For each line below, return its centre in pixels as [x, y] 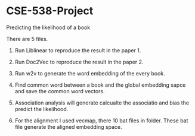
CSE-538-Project [50, 11]
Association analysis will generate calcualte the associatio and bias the [102, 103]
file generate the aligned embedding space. [68, 126]
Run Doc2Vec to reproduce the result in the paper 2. [79, 62]
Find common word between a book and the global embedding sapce [100, 85]
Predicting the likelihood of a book [48, 27]
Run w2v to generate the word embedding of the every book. [90, 73]
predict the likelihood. [41, 109]
